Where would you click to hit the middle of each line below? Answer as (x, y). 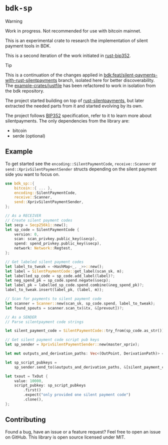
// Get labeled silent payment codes (44, 262)
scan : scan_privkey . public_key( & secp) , (56, 239)
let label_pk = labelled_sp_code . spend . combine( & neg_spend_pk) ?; (74, 285)
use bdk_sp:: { (20, 183)
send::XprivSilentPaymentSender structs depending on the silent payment (81, 169)
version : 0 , (26, 234)
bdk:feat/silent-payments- (131, 75)
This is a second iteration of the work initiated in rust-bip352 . (68, 55)
